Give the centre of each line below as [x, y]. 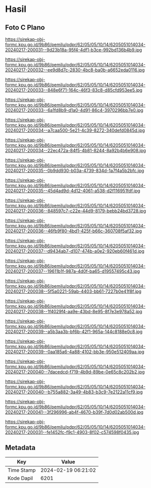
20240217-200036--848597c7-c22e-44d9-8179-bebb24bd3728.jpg [75, 211]
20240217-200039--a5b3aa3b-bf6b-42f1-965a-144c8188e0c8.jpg [74, 331]
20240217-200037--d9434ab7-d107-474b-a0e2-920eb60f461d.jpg [75, 251]
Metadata [20, 448]
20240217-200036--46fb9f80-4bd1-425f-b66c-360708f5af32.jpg [74, 231]
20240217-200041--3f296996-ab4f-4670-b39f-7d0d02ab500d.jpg [74, 412]
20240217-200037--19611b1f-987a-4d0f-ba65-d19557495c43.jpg [73, 271]
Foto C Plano [25, 27]
